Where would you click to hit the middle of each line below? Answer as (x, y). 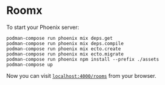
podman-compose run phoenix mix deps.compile (65, 43)
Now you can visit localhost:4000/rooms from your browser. (81, 75)
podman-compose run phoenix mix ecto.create (64, 49)
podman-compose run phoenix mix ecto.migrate (65, 54)
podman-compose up (30, 65)
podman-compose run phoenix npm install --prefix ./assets (83, 59)
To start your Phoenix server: (43, 27)
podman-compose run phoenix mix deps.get (60, 38)
